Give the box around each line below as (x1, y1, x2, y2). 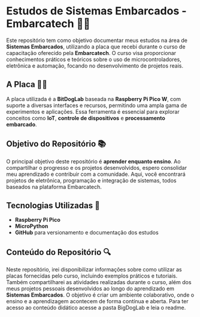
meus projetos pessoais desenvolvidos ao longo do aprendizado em (6, 285, 175, 292)
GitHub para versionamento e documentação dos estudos (14, 229, 159, 236)
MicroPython (14, 222, 49, 230)
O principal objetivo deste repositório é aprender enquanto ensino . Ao (6, 157, 181, 165)
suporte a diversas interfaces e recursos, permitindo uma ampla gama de (6, 102, 187, 109)
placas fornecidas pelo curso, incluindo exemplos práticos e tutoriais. (6, 272, 178, 279)
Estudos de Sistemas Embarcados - (6, 4, 187, 18)
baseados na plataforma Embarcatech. (6, 183, 102, 190)
